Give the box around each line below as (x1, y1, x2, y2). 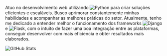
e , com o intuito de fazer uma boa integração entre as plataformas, (5, 26, 160, 31)
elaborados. (5, 36, 30, 42)
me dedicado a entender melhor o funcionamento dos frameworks (5, 20, 142, 26)
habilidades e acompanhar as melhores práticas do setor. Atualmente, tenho (5, 15, 162, 21)
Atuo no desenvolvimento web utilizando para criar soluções (5, 5, 151, 10)
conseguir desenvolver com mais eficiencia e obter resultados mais (5, 31, 144, 36)
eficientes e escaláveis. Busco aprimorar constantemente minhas (5, 10, 140, 16)
